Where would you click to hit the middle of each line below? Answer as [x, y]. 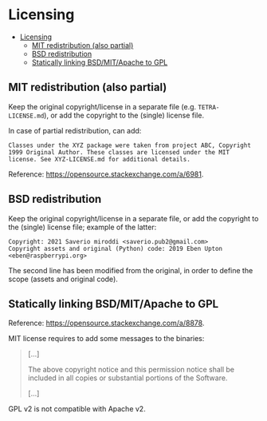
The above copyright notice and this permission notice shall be [131, 370]
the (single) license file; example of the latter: [82, 227]
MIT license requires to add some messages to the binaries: [106, 339]
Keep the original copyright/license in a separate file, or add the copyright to [133, 218]
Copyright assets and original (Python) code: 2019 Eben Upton [116, 248]
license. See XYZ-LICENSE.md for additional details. [100, 159]
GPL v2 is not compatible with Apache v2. [77, 409]
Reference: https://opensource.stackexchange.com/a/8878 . [106, 323]
